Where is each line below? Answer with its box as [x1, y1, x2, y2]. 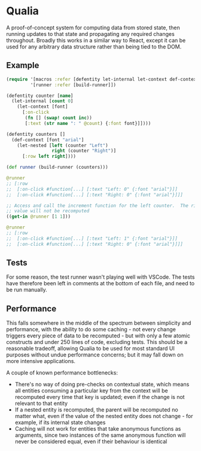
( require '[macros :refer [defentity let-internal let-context [6, 76, 167, 82]
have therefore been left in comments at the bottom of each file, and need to [6, 280, 195, 287]
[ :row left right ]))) [22, 154, 77, 160]
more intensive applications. [6, 358, 76, 365]
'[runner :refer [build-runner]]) [30, 82, 117, 88]
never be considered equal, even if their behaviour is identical [14, 438, 167, 445]
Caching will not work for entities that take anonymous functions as [14, 425, 181, 432]
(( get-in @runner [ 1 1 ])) [6, 214, 71, 220]
